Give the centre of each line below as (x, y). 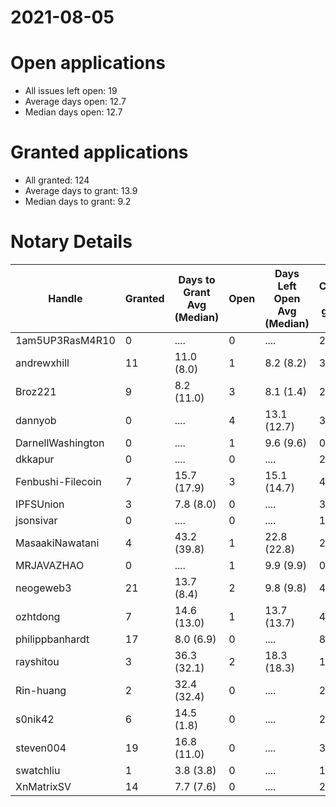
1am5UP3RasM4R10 (65, 340)
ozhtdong (38, 616)
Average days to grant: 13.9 (81, 191)
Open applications (88, 63)
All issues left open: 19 (71, 91)
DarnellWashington (60, 443)
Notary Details (71, 242)
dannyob (36, 420)
